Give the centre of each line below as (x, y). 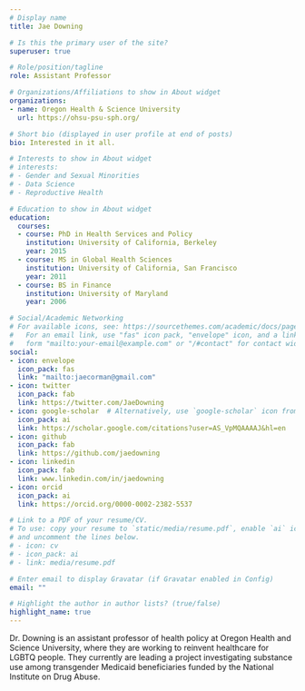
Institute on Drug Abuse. (55, 676)
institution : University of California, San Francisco (132, 268)
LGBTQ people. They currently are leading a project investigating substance (151, 657)
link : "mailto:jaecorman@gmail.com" (87, 378)
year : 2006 (46, 302)
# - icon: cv (34, 546)
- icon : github (38, 437)
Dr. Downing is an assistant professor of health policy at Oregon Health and (151, 638)
